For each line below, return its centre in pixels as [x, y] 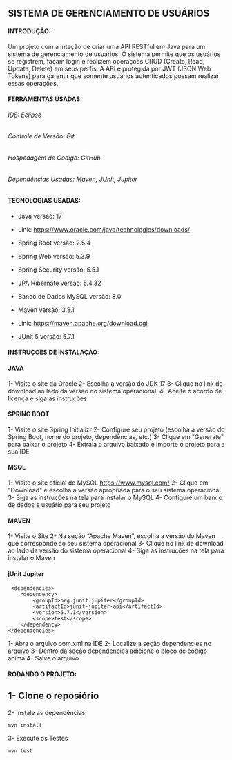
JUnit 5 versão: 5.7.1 [46, 336]
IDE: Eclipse [25, 115]
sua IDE [19, 452]
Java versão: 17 [40, 216]
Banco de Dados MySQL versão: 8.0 [69, 296]
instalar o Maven [31, 558]
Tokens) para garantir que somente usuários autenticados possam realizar [114, 76]
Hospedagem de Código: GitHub [54, 158]
